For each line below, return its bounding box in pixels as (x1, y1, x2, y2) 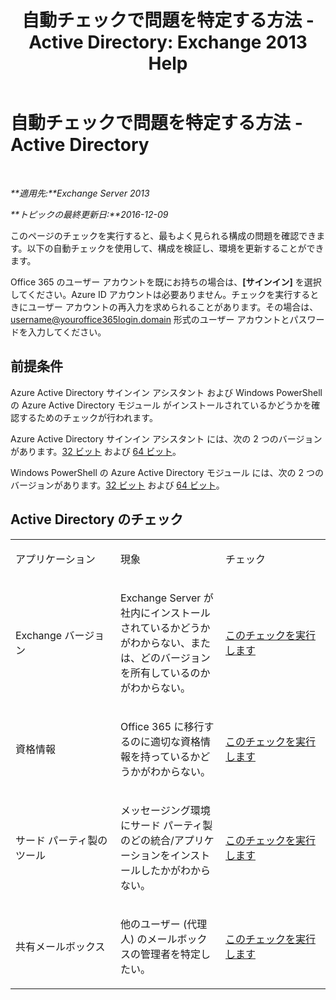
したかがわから (140, 863, 212, 877)
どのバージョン (140, 651, 211, 665)
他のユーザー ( (120, 917, 188, 931)
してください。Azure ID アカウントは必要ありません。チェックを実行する (10, 288, 311, 300)
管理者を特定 (140, 947, 202, 961)
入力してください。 (27, 326, 107, 338)
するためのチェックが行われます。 (18, 411, 158, 423)
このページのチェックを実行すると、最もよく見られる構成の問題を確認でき (10, 229, 317, 241)
